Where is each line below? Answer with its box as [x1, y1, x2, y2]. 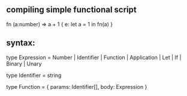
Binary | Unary [6, 60, 42, 67]
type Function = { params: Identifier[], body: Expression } [6, 83, 147, 90]
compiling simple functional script [6, 5, 137, 15]
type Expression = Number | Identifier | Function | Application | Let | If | [6, 54, 182, 61]
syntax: [6, 38, 35, 48]
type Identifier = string [6, 72, 62, 79]
